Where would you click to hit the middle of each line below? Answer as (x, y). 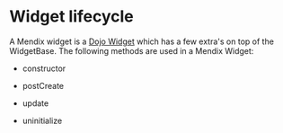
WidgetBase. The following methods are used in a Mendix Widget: (132, 50)
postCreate (43, 85)
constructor (44, 68)
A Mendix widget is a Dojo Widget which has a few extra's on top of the (141, 41)
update (35, 103)
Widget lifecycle (72, 17)
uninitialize (42, 120)
